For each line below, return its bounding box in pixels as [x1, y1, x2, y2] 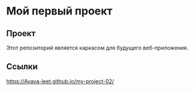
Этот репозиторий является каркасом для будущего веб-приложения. [6, 44, 189, 51]
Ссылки [6, 61, 38, 72]
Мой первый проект [6, 4, 113, 18]
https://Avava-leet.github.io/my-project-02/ [6, 77, 114, 85]
